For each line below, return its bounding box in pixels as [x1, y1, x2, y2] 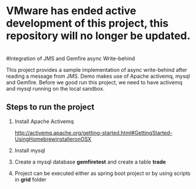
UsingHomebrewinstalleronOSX [14, 135, 92, 142]
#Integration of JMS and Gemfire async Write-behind [6, 55, 135, 62]
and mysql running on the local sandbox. [6, 85, 105, 92]
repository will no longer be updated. [6, 29, 191, 42]
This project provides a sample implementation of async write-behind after [6, 66, 187, 73]
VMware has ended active [6, 4, 137, 18]
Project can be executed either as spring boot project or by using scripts [14, 170, 191, 177]
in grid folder [14, 175, 47, 183]
